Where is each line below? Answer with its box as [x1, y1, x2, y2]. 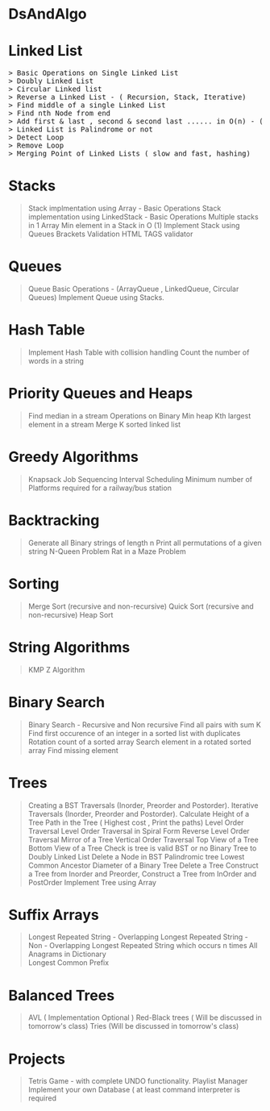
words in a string [27, 356, 85, 365]
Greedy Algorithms [8, 448, 139, 466]
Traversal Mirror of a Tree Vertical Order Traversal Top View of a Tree [27, 834, 260, 844]
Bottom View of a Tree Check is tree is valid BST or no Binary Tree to [27, 843, 257, 853]
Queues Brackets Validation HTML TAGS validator [27, 229, 193, 239]
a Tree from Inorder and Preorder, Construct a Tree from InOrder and [27, 868, 257, 879]
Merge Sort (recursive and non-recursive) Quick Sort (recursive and [27, 601, 254, 611]
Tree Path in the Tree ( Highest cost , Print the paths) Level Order [27, 818, 244, 827]
